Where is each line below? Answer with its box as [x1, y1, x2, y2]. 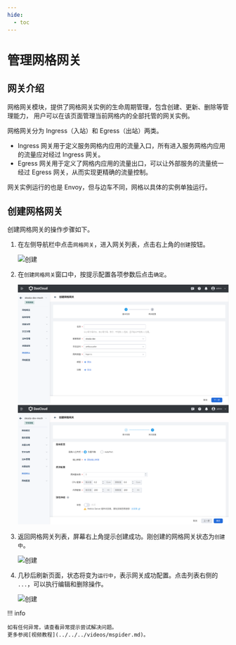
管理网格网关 [7, 52, 82, 68]
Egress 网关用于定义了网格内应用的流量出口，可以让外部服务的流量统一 [17, 159, 224, 167]
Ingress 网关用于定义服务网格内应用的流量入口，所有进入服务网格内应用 [17, 141, 226, 149]
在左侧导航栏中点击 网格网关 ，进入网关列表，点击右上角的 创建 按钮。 [17, 240, 209, 249]
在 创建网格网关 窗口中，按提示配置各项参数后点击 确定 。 [17, 270, 171, 278]
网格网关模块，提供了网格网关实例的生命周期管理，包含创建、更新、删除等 [7, 102, 223, 111]
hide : [7, 11, 23, 18]
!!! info [7, 608, 26, 617]
